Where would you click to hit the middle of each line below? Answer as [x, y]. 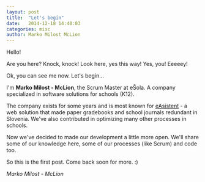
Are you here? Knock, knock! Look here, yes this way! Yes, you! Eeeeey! [97, 64]
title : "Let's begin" [35, 18]
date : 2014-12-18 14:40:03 [43, 23]
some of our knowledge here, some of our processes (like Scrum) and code [102, 144]
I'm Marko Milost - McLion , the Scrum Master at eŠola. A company [91, 88]
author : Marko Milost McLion [43, 35]
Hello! [14, 52]
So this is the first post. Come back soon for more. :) [73, 162]
